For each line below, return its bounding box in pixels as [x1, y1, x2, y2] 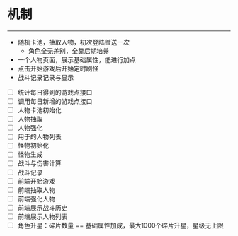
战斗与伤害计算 [17, 159, 62, 167]
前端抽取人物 [17, 185, 55, 194]
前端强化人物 [17, 194, 55, 203]
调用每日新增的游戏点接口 [17, 97, 93, 105]
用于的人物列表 [17, 132, 62, 141]
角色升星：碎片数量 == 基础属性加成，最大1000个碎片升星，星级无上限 [17, 220, 225, 230]
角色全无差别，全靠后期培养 [28, 47, 110, 55]
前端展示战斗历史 [17, 203, 68, 212]
